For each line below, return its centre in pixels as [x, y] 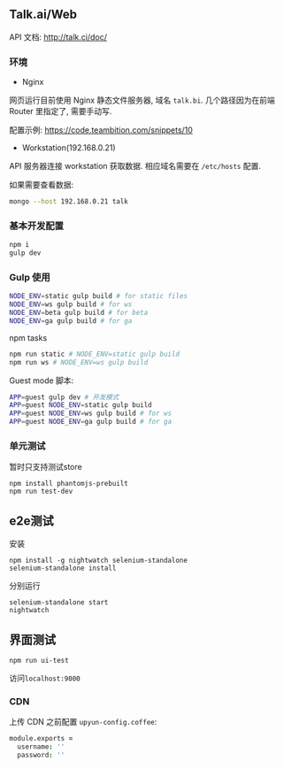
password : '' [41, 756]
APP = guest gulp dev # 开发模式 [64, 397]
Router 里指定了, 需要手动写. [61, 111]
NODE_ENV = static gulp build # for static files [99, 296]
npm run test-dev [41, 492]
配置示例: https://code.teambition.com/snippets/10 [101, 130]
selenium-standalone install [63, 568]
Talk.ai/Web [43, 15]
